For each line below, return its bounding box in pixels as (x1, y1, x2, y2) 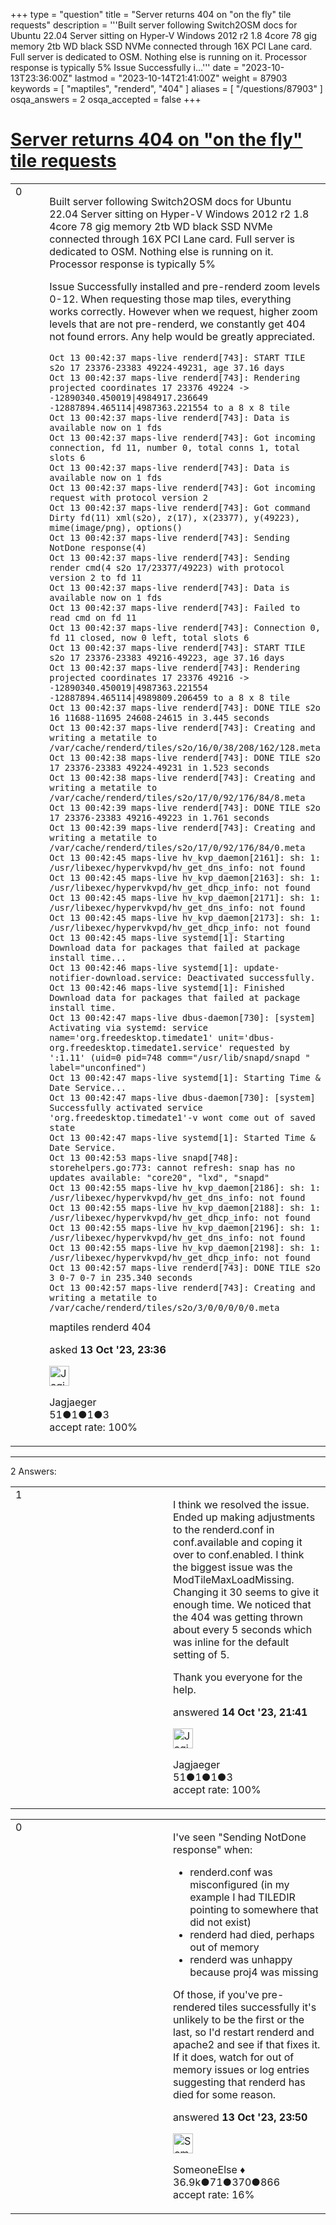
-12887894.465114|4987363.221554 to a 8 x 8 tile (49, 402, 290, 413)
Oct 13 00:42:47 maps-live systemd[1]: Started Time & (49, 1132, 316, 1143)
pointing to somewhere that (189, 1902, 319, 1916)
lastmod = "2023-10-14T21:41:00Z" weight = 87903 (74, 72, 288, 84)
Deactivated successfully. (187, 972, 316, 983)
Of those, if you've (173, 1987, 260, 2001)
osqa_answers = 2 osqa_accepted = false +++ (10, 94, 202, 105)
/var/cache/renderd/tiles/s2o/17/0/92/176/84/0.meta (49, 842, 306, 853)
